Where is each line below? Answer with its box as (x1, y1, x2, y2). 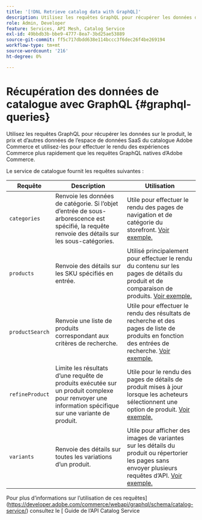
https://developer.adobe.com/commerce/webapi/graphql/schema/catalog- (8, 500, 194, 508)
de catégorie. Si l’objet (55, 199, 118, 207)
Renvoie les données (55, 192, 114, 200)
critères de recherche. (55, 339, 118, 347)
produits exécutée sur (55, 379, 117, 387)
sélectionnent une (127, 397, 178, 406)
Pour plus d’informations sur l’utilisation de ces (6, 494, 122, 501)
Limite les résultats (55, 364, 108, 372)
